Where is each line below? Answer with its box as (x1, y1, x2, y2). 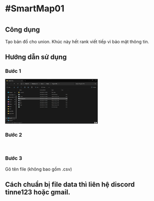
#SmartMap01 (5, 3, 65, 14)
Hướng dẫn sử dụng (5, 53, 67, 62)
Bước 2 (5, 132, 22, 138)
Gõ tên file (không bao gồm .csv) (5, 166, 73, 172)
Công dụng (5, 26, 40, 34)
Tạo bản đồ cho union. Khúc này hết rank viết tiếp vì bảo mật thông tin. (5, 38, 150, 44)
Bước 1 (5, 67, 21, 74)
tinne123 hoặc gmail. (5, 188, 71, 197)
